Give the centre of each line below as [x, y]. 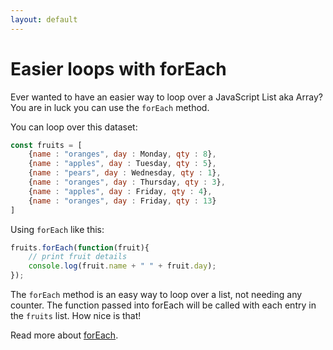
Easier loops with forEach [118, 68]
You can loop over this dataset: [74, 127]
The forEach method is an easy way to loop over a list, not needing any [156, 295]
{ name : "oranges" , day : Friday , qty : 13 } [122, 201]
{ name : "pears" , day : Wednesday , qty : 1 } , [125, 173]
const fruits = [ [46, 145]
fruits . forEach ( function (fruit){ [80, 247]
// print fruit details [78, 257]
